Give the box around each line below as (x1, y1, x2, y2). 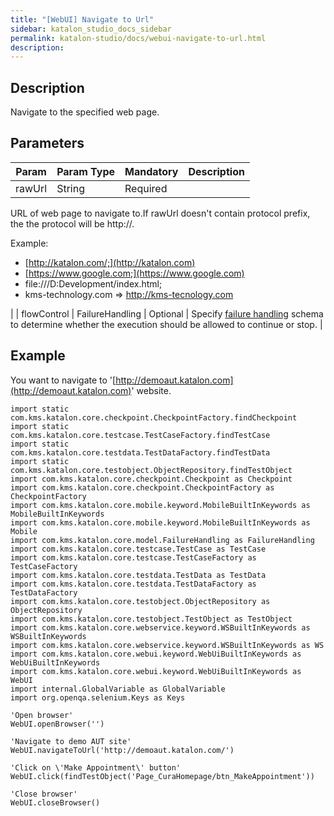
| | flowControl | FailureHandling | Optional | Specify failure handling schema (10, 307, 324, 320)
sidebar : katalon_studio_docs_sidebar (10, 24, 172, 34)
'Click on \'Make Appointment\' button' (10, 762, 182, 773)
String (56, 181, 85, 195)
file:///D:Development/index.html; (24, 277, 163, 290)
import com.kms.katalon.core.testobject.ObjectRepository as (10, 596, 271, 606)
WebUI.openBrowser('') (10, 719, 105, 729)
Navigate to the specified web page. (10, 106, 160, 118)
